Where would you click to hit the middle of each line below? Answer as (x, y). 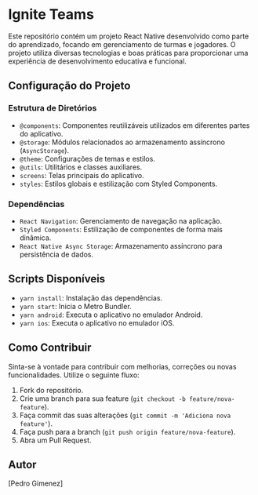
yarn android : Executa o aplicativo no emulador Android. (111, 315)
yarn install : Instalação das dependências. (91, 298)
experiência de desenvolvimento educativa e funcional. (97, 61)
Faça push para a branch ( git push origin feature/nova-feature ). (127, 431)
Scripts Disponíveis (57, 279)
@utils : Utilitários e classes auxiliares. (81, 167)
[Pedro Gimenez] (36, 483)
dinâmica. (35, 238)
